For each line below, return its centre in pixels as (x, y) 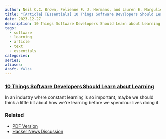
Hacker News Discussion (38, 131)
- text (16, 46)
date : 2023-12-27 (23, 19)
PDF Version (25, 126)
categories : (17, 55)
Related (15, 115)
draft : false (19, 69)
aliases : (14, 65)
